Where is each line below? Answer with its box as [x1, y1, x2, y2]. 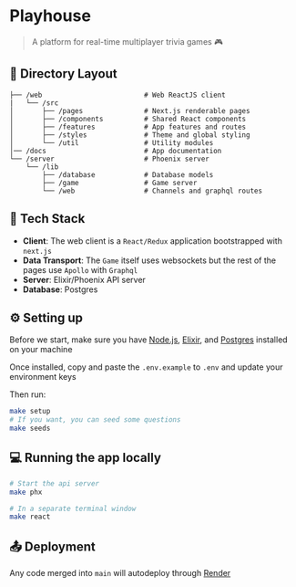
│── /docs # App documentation [9, 146, 222, 155]
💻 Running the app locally [9, 450, 162, 466]
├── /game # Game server [42, 178, 198, 187]
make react [9, 512, 51, 521]
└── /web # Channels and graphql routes [42, 186, 262, 195]
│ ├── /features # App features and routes [9, 122, 247, 131]
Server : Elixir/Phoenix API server [22, 274, 146, 285]
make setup [9, 407, 51, 416]
